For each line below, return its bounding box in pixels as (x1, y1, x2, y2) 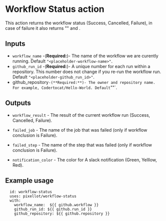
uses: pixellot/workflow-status (9, 194, 77, 199)
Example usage (5, 176, 54, 185)
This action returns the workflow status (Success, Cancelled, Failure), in (5, 20, 153, 26)
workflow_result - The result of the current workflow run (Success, (12, 112, 151, 118)
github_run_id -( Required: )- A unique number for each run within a (12, 63, 151, 69)
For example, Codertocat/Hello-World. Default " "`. (12, 84, 118, 90)
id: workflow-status (9, 190, 52, 195)
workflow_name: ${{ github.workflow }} (14, 203, 99, 208)
